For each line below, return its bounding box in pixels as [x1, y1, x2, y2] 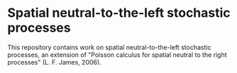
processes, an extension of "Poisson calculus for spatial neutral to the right [7, 51, 227, 59]
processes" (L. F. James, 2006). [7, 58, 101, 66]
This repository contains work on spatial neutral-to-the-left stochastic [7, 43, 211, 51]
